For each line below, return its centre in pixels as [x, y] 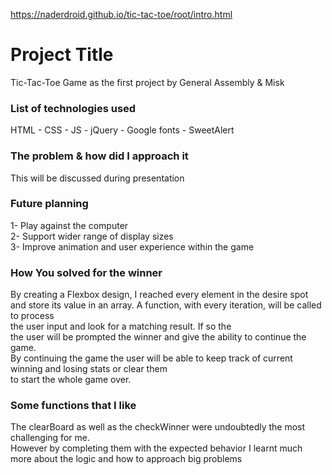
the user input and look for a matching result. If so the [121, 326]
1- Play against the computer [69, 225]
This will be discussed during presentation [97, 178]
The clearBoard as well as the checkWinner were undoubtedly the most [158, 427]
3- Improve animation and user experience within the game [132, 246]
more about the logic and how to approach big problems [126, 459]
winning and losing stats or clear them [89, 369]
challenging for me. [50, 438]
